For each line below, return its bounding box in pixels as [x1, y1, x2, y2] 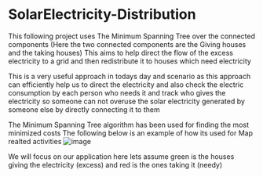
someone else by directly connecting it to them [8, 104, 160, 114]
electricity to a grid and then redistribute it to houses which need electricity [8, 56, 251, 66]
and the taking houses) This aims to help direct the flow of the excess [8, 48, 234, 57]
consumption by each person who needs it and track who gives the [8, 88, 226, 97]
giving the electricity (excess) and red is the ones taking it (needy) [8, 160, 223, 169]
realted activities [8, 136, 62, 146]
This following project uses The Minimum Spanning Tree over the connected [8, 31, 255, 41]
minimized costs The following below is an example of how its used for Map [8, 128, 254, 138]
